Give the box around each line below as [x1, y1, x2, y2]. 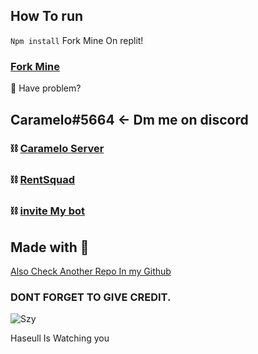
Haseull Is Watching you [10, 332, 110, 344]
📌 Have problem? [10, 82, 82, 94]
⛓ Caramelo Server [10, 142, 105, 156]
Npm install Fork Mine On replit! [10, 34, 144, 46]
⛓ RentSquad [10, 173, 75, 187]
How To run [10, 8, 84, 25]
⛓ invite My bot [10, 204, 86, 218]
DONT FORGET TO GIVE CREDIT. [10, 290, 172, 304]
